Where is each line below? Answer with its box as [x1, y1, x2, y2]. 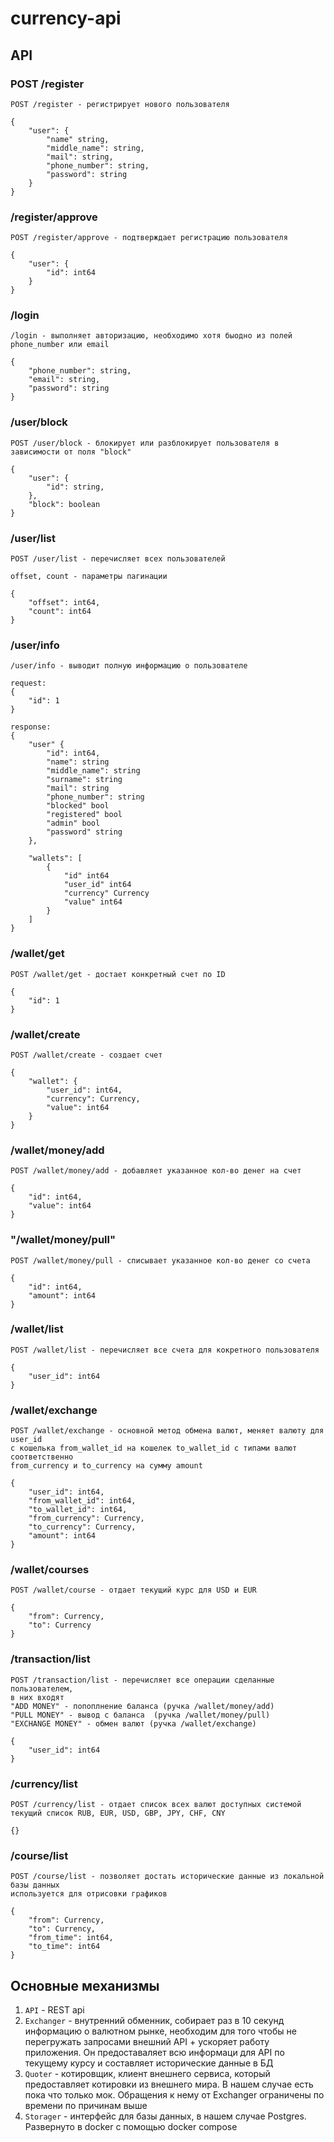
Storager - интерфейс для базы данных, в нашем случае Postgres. [24, 2110, 307, 2122]
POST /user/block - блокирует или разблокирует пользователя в [10, 438, 280, 448]
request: [10, 678, 47, 689]
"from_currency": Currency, [28, 1513, 145, 1524]
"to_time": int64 [28, 1942, 101, 1952]
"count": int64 [28, 607, 92, 617]
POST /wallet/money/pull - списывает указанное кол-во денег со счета [10, 1255, 311, 1266]
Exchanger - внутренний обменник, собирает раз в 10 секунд [24, 2015, 285, 2027]
